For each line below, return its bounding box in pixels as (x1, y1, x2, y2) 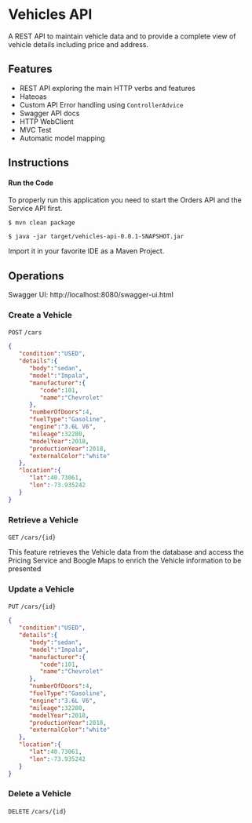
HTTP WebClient (19, 116, 74, 126)
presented (8, 564, 42, 574)
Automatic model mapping (19, 133, 105, 143)
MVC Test (19, 125, 52, 134)
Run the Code (8, 178, 53, 188)
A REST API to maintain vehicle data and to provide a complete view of (8, 31, 237, 41)
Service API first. (8, 204, 63, 213)
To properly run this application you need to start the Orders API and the (8, 195, 242, 205)
